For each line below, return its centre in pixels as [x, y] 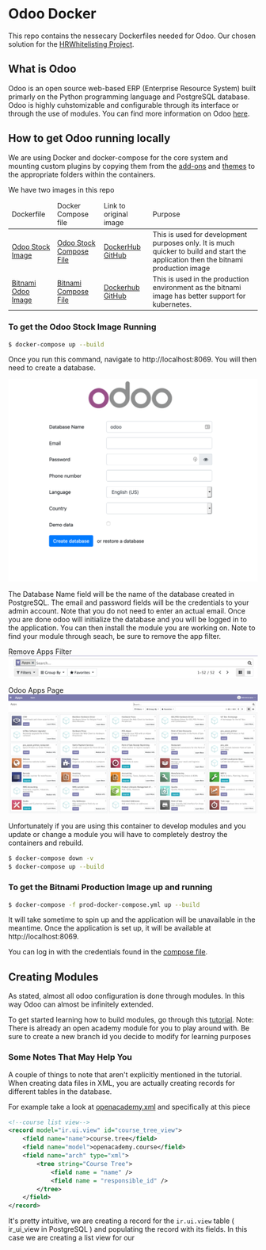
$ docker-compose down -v [51, 858]
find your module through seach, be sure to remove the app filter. [115, 636]
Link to [114, 206]
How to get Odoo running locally [89, 138]
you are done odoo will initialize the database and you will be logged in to [128, 620]
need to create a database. [52, 368]
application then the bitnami [198, 259]
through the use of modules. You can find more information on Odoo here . [129, 113]
